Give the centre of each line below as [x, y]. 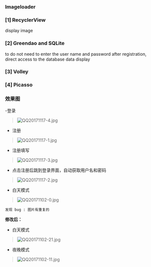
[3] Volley [17, 72]
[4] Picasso [19, 85]
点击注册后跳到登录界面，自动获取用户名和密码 [59, 170]
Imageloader [20, 7]
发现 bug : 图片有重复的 [27, 210]
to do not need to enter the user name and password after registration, [76, 54]
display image [19, 31]
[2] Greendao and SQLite [35, 44]
